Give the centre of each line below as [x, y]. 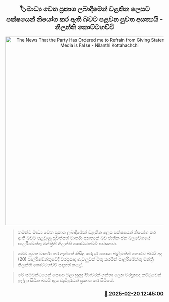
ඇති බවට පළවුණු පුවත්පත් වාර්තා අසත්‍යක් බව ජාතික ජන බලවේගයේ [84, 238]
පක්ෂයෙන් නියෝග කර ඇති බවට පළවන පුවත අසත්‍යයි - [84, 19]
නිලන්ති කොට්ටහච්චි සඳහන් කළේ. [51, 265]
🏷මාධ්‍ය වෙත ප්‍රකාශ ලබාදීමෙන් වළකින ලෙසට [84, 9]
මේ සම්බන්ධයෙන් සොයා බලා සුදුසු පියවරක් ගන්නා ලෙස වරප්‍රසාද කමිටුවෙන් [90, 275]
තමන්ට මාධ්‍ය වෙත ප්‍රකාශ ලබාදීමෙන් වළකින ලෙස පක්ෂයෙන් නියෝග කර [87, 232]
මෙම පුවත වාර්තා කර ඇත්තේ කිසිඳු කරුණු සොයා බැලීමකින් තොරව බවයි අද [90, 253]
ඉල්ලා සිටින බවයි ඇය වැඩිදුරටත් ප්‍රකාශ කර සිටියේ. [66, 280]
